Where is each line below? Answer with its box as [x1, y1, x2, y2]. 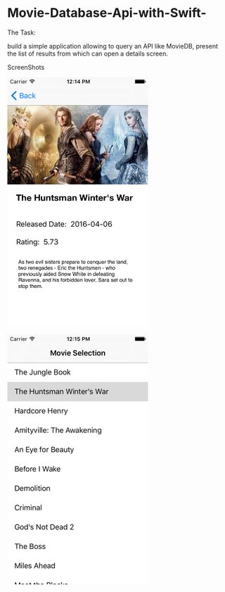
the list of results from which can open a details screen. [7, 49, 169, 58]
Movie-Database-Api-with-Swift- [7, 5, 207, 21]
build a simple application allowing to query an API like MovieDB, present [7, 42, 219, 50]
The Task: [7, 28, 37, 37]
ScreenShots [7, 63, 45, 71]
